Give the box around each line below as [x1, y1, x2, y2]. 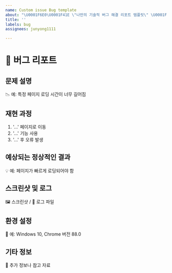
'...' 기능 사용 [12, 130, 38, 136]
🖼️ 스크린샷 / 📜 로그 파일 [5, 198, 55, 205]
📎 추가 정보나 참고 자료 [5, 262, 51, 268]
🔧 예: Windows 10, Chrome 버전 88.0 [5, 231, 81, 237]
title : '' [5, 17, 27, 22]
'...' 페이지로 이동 [12, 123, 47, 130]
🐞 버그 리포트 [5, 55, 57, 67]
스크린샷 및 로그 [5, 184, 52, 193]
